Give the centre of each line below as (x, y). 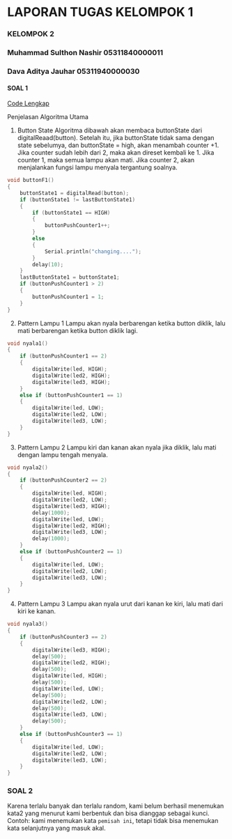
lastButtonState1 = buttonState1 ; (70, 277)
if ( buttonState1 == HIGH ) (71, 213)
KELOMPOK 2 (31, 34)
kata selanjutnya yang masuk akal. (56, 828)
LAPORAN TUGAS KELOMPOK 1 (100, 12)
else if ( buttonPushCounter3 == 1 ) (71, 734)
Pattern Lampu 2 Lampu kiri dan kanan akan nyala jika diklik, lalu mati (117, 447)
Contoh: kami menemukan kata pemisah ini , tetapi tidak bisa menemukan (113, 821)
